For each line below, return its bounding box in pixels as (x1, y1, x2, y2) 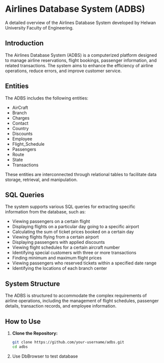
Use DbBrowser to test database (12, 353, 78, 359)
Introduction (5, 39, 44, 48)
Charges (12, 115, 30, 121)
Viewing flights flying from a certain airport (12, 234, 99, 240)
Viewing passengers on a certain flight (12, 218, 91, 224)
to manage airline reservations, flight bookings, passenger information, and (5, 57, 157, 63)
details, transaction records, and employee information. (5, 303, 117, 309)
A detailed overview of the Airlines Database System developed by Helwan (5, 20, 156, 26)
